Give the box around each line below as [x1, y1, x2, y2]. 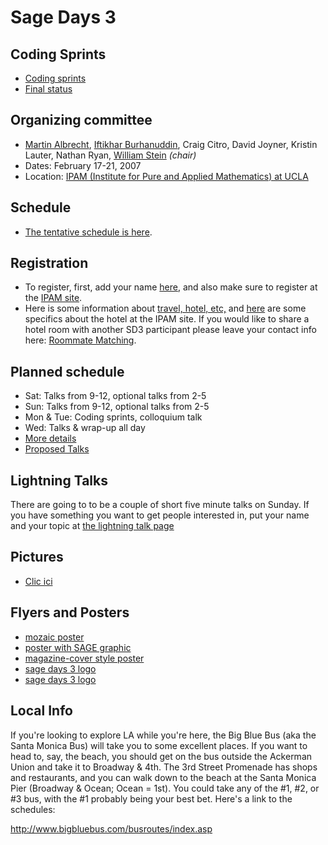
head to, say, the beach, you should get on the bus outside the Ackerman [10, 750, 313, 762]
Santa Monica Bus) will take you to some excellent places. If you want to [10, 739, 308, 751]
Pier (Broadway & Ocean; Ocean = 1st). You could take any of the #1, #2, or [10, 782, 320, 794]
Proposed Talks [24, 443, 90, 455]
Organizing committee [10, 112, 153, 129]
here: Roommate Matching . [24, 334, 137, 346]
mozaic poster [24, 631, 85, 643]
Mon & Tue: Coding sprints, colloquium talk [24, 411, 203, 423]
